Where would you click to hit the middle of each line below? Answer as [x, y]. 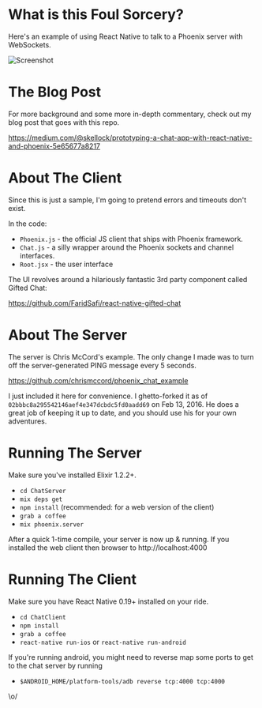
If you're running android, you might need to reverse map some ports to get [131, 657]
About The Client [65, 178]
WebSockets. [30, 44]
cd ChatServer [43, 491]
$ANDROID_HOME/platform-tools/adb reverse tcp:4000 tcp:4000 [122, 681]
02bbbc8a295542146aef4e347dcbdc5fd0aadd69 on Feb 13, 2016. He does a [124, 404]
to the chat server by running [55, 665]
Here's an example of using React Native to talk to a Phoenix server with [125, 36]
